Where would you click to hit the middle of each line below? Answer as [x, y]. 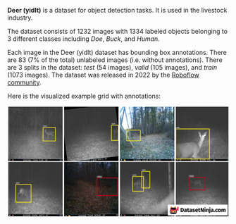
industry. [20, 18]
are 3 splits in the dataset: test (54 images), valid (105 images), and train [112, 67]
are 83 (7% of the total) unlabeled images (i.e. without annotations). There [115, 60]
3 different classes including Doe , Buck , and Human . [83, 39]
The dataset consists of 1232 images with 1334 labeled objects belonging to [117, 31]
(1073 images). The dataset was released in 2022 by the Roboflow [103, 75]
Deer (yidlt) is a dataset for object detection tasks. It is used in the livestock [117, 10]
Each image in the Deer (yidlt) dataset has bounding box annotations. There [117, 52]
